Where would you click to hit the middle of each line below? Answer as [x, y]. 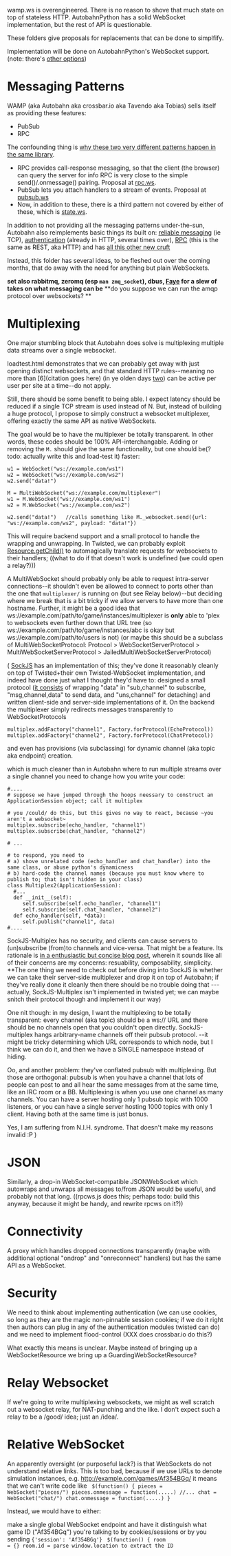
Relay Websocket [58, 1382]
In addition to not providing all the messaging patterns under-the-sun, [106, 225]
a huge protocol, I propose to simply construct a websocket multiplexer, [109, 413]
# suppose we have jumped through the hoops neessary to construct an [110, 795]
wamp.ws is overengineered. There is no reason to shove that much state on [115, 10]
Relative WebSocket [66, 1444]
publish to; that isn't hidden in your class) [75, 879]
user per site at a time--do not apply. [59, 385]
